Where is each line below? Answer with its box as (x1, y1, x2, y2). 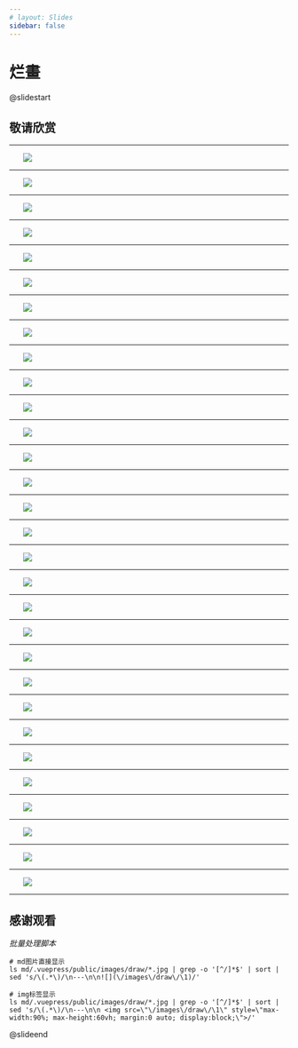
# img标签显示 (9, 990, 56, 999)
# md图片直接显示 (9, 957, 65, 966)
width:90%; (9, 1013, 50, 1022)
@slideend (9, 1029, 49, 1040)
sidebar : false (9, 21, 66, 30)
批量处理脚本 (9, 938, 56, 949)
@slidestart (9, 92, 51, 103)
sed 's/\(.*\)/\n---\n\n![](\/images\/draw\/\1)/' (9, 973, 200, 982)
